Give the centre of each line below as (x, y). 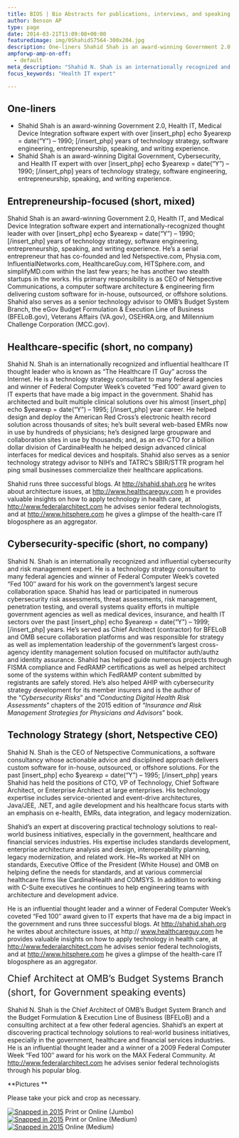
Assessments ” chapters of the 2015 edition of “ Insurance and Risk (105, 705)
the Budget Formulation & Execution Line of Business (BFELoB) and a (108, 1017)
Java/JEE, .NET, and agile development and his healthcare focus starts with (118, 805)
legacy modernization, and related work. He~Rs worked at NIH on (104, 857)
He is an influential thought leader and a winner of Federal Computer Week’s (119, 909)
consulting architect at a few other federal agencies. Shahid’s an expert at (116, 1025)
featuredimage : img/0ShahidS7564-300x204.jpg (76, 41)
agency (18, 652)
